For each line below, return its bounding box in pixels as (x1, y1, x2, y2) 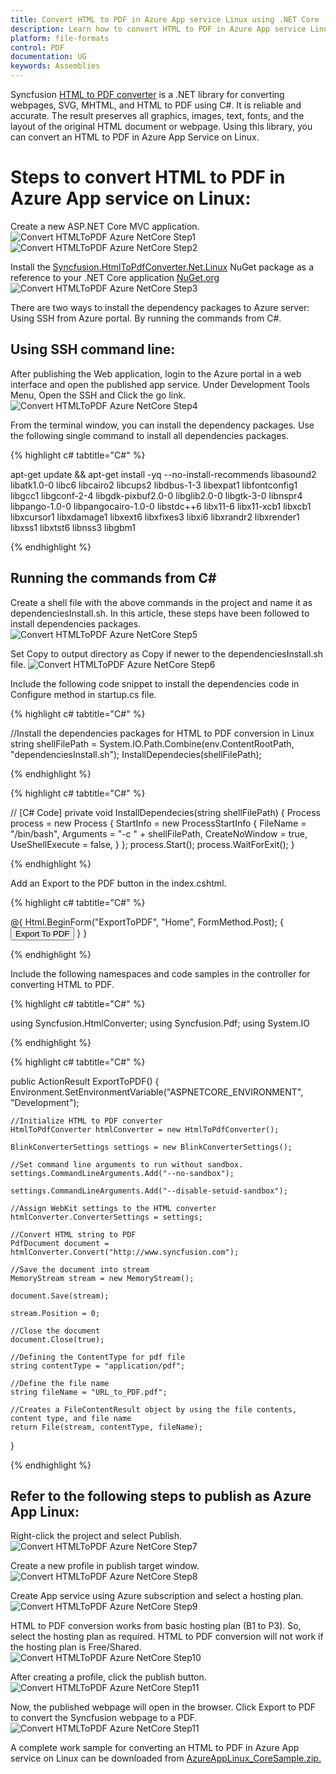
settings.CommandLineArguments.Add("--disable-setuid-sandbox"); (10, 1186, 288, 1196)
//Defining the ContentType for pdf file (10, 1352, 186, 1362)
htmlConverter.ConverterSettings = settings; (10, 1212, 203, 1222)
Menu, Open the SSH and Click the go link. (10, 389, 187, 401)
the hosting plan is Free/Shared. (10, 1641, 142, 1653)
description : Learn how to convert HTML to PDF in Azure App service (10, 24, 307, 34)
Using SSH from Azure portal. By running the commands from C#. (10, 312, 282, 324)
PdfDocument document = (10, 1238, 110, 1248)
